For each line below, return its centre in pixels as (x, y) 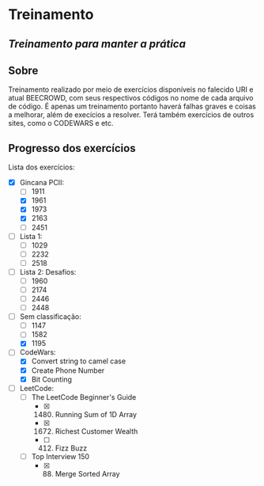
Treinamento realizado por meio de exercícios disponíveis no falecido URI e (131, 89)
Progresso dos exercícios (72, 148)
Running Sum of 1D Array (96, 414)
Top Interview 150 (60, 456)
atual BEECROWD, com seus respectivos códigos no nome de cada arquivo (131, 98)
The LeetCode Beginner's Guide (84, 397)
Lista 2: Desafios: (48, 271)
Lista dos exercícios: (41, 167)
